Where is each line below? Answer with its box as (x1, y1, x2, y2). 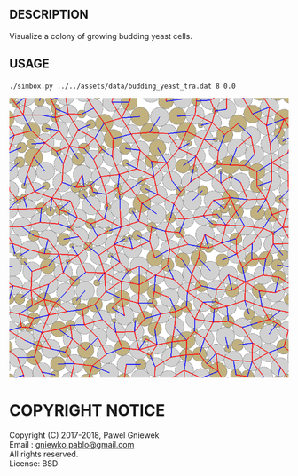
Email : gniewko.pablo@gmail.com (9, 439, 135, 449)
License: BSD (9, 457, 59, 469)
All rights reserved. (9, 448, 79, 459)
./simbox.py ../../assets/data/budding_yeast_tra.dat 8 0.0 (9, 82, 237, 91)
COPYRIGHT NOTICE (9, 400, 166, 420)
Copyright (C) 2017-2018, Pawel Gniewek (9, 430, 160, 440)
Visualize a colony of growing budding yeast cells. (9, 30, 192, 41)
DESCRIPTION (9, 7, 89, 22)
